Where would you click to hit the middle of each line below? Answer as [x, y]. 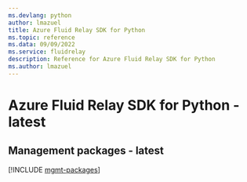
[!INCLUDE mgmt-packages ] [54, 169]
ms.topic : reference [42, 37]
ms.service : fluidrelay [47, 52]
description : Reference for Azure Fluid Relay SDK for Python [112, 60]
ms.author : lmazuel [40, 67]
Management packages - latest [86, 151]
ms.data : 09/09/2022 [42, 45]
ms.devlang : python [40, 15]
